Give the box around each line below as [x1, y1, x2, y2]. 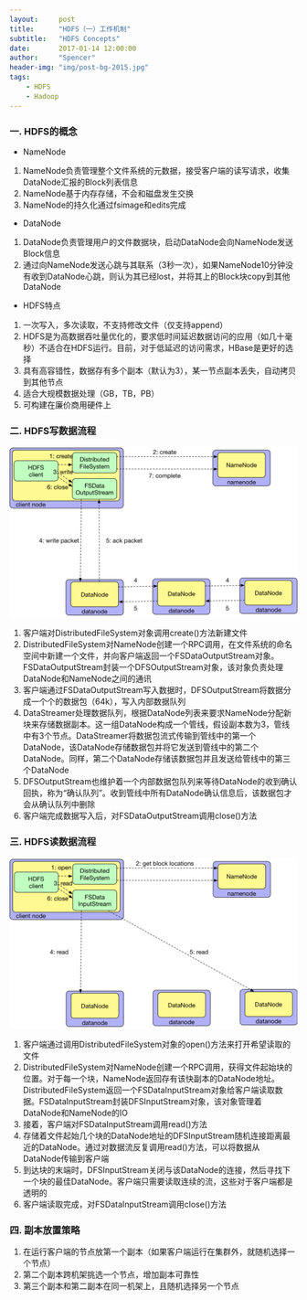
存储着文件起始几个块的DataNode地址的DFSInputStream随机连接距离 [22, 1130, 283, 1142]
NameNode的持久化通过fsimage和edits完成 [22, 199, 186, 210]
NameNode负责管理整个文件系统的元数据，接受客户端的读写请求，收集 [22, 165, 291, 176]
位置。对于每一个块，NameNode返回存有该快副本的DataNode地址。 [22, 1073, 281, 1084]
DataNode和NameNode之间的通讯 [22, 673, 153, 685]
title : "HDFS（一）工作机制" [9, 24, 132, 34]
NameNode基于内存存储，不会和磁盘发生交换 [22, 187, 195, 198]
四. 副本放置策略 [9, 1223, 80, 1236]
